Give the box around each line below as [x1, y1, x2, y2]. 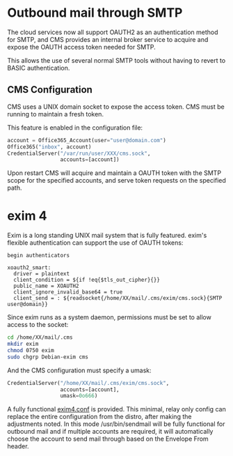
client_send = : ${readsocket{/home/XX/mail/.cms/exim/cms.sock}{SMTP [13, 295, 223, 302]
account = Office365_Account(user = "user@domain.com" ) [7, 137, 167, 144]
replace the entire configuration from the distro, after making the [7, 413, 192, 421]
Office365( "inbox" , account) [7, 143, 92, 151]
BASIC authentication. [7, 63, 70, 72]
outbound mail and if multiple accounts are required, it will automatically [7, 427, 214, 436]
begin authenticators [7, 252, 70, 259]
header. [7, 442, 29, 450]
